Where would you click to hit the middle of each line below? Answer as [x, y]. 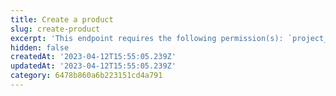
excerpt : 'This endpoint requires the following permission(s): [147, 38]
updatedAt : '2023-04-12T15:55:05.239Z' [93, 66]
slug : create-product [55, 29]
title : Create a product [62, 19]
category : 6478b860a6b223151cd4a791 [86, 76]
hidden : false [40, 47]
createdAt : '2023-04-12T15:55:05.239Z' [93, 57]
